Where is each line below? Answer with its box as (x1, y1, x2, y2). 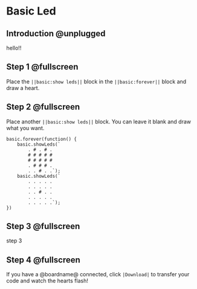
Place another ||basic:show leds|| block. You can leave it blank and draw (6, 118, 192, 125)
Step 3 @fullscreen (6, 221, 80, 232)
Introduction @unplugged (6, 28, 106, 39)
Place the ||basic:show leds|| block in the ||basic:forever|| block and (6, 77, 187, 85)
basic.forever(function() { (6, 136, 77, 142)
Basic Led (6, 4, 56, 18)
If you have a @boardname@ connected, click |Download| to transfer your (6, 271, 190, 278)
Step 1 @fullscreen (6, 62, 79, 72)
